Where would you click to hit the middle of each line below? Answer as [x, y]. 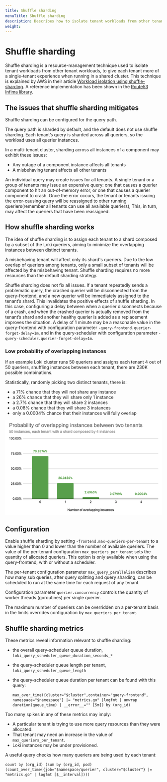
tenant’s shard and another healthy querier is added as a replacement [76, 317]
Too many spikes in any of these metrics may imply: [58, 715]
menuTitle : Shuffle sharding [35, 16]
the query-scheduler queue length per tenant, [59, 665]
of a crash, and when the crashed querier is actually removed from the [78, 312]
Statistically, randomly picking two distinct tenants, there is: [66, 383]
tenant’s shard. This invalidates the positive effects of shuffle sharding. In [80, 301]
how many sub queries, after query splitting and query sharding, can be [79, 577]
